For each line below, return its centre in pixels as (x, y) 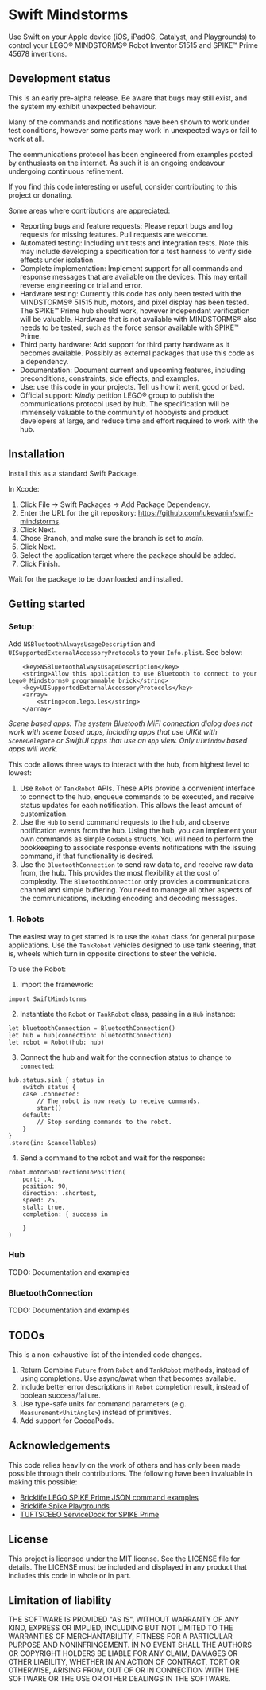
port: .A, (39, 1179)
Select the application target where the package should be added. (128, 555)
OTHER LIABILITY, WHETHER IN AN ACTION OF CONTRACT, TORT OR (124, 1662)
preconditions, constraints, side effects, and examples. (110, 378)
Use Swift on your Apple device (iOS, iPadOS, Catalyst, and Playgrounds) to (132, 37)
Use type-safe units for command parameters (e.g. (103, 1403)
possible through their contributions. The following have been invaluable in (130, 1473)
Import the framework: (56, 984)
